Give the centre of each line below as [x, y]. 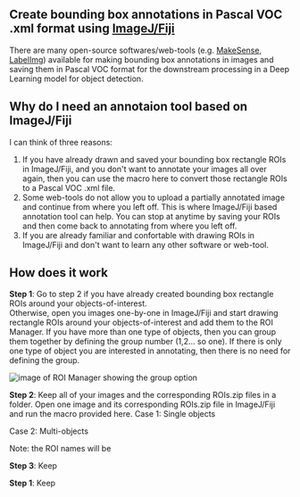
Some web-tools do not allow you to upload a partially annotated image [154, 197]
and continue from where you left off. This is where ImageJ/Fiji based [150, 207]
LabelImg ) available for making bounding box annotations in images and [142, 59]
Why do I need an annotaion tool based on [129, 107]
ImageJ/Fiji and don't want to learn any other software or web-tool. [146, 244]
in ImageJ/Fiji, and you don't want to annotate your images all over [145, 169]
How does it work [59, 273]
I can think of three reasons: [61, 142]
